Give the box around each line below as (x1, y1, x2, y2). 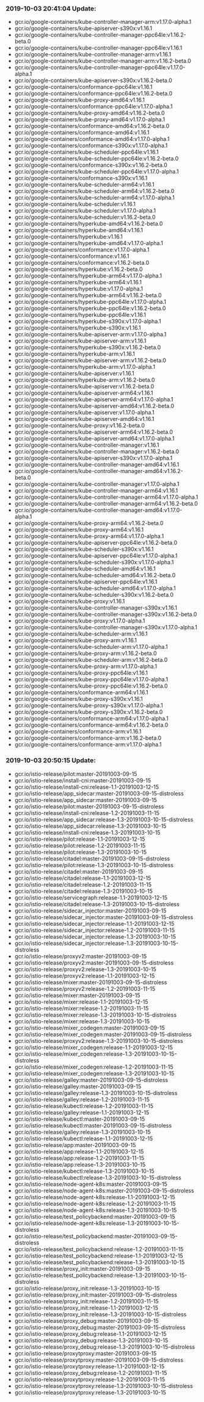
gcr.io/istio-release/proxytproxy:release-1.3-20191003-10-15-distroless (14, 1382, 193, 1389)
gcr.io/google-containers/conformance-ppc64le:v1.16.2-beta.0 (14, 90, 173, 97)
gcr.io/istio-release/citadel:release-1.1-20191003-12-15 (14, 874, 151, 882)
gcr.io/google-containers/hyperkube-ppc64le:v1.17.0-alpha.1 (14, 298, 166, 306)
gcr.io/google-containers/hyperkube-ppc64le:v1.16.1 (14, 311, 146, 319)
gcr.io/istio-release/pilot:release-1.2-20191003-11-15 (14, 841, 146, 849)
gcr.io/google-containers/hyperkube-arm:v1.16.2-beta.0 (14, 376, 155, 384)
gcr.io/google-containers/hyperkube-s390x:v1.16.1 (14, 324, 141, 332)
